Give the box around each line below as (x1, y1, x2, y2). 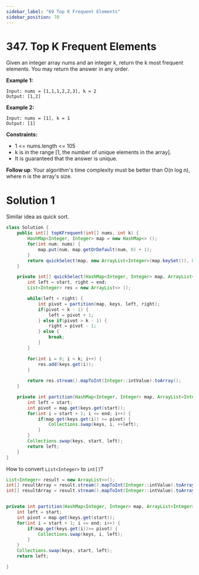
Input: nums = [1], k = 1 (6, 115, 70, 121)
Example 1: (6, 77, 34, 84)
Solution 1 (6, 194, 55, 207)
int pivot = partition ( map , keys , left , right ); (37, 301, 161, 307)
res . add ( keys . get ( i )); (37, 361, 94, 367)
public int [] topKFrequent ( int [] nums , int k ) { (17, 230, 139, 236)
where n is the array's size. (6, 173, 72, 180)
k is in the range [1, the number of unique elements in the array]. (14, 149, 172, 156)
